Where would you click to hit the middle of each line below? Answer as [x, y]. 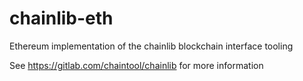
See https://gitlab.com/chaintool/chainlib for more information [136, 65]
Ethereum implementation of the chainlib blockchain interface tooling [151, 46]
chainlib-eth [61, 18]
